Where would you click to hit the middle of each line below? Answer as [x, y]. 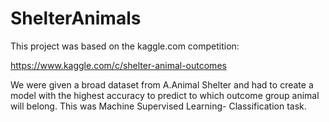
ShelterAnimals [76, 18]
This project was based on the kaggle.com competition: [125, 46]
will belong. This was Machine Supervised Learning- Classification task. [158, 106]
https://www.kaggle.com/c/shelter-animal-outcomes [118, 65]
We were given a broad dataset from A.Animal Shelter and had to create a [162, 84]
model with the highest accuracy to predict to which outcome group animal [165, 95]
